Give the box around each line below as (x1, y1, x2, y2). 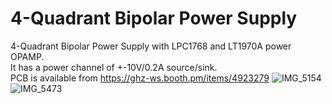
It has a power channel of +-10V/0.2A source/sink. (10, 61, 218, 73)
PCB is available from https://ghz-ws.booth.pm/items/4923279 (10, 72, 270, 84)
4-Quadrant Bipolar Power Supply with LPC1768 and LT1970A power (10, 40, 292, 52)
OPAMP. (10, 50, 45, 62)
